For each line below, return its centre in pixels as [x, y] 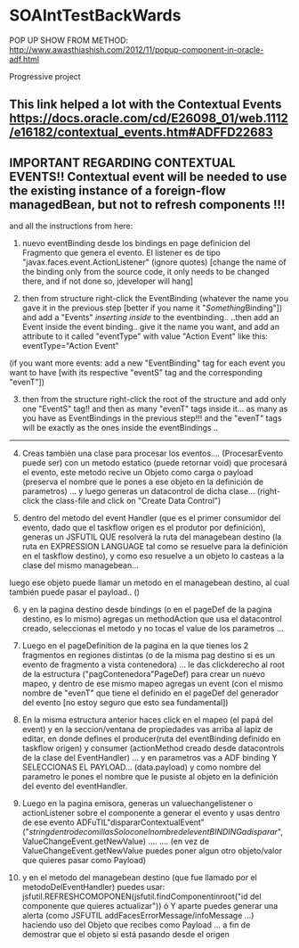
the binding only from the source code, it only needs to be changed [145, 272]
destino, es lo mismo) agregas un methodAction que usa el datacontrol [152, 619]
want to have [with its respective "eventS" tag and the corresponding [136, 373]
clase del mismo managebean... [81, 565]
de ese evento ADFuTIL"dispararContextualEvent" [113, 822]
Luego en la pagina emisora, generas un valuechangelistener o [137, 804]
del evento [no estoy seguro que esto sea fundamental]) [125, 703]
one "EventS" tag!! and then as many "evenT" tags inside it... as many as [155, 409]
